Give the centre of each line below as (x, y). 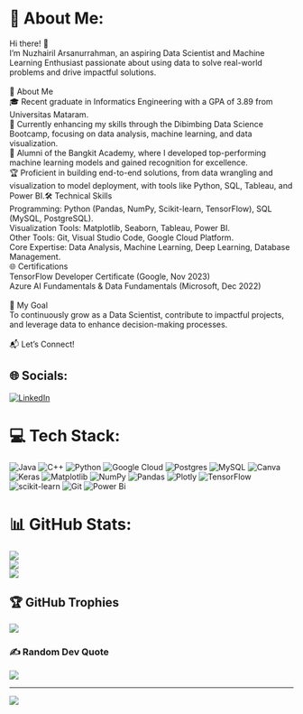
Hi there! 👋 (29, 43)
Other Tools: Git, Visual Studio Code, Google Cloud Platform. (122, 237)
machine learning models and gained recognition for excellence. (129, 162)
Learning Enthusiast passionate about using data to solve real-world (136, 62)
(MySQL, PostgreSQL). (51, 218)
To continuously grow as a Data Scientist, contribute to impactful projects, (147, 314)
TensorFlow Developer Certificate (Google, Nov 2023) (110, 276)
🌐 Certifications (39, 266)
